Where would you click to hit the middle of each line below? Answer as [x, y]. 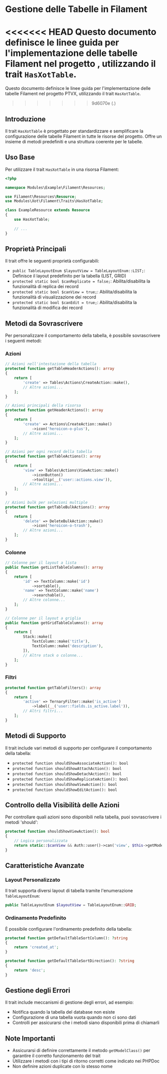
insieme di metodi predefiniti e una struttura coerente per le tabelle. [74, 141]
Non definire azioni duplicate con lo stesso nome [62, 1067]
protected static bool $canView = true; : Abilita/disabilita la [75, 292]
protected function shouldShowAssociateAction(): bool [70, 763]
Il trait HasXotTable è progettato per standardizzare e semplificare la [74, 131]
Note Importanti [30, 1038]
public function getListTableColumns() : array [54, 568]
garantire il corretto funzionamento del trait [56, 1056]
